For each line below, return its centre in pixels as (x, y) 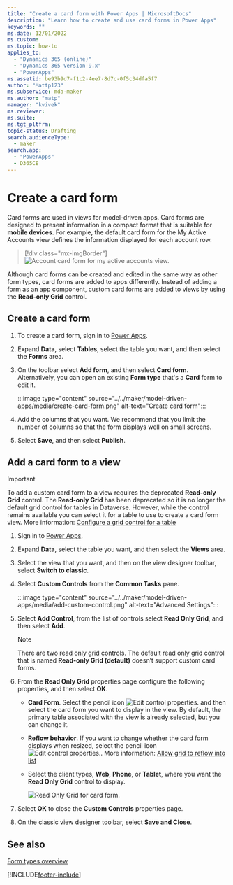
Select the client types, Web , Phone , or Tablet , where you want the (125, 774)
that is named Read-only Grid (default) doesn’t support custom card (116, 660)
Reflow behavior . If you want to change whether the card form (118, 738)
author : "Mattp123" (36, 85)
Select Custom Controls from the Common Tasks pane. (98, 584)
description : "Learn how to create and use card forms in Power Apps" (112, 20)
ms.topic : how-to (32, 46)
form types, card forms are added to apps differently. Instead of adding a (112, 281)
